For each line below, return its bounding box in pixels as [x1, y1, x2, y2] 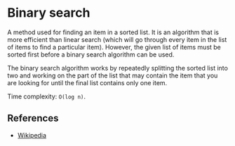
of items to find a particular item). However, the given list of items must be [7, 43, 221, 51]
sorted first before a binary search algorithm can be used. [7, 50, 175, 59]
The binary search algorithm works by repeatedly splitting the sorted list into [7, 64, 228, 72]
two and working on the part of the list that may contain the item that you [7, 71, 218, 80]
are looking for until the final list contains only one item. [7, 78, 168, 87]
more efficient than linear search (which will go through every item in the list [7, 35, 227, 43]
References [7, 112, 59, 124]
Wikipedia [17, 131, 47, 139]
